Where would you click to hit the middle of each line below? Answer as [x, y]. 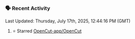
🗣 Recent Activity [28, 8]
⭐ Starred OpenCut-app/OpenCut [47, 31]
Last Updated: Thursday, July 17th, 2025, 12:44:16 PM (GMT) [68, 21]
